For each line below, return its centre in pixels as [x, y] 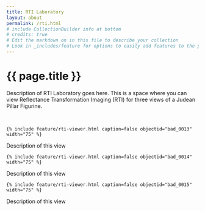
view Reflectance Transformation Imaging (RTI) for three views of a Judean [101, 99]
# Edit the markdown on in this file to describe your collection [92, 40]
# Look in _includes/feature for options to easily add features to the [101, 46]
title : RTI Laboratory [35, 12]
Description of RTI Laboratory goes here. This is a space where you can [97, 93]
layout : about [24, 18]
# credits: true [27, 35]
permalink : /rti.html [34, 23]
